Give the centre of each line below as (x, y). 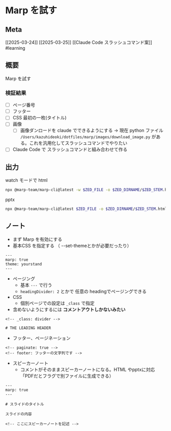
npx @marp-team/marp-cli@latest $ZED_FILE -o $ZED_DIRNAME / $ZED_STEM (81, 209)
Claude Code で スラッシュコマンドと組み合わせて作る (70, 149)
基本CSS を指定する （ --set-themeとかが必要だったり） (72, 245)
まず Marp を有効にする (37, 239)
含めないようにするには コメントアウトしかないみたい (69, 309)
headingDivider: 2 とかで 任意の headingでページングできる (83, 291)
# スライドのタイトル (25, 404)
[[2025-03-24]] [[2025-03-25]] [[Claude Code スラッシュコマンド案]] (79, 42)
